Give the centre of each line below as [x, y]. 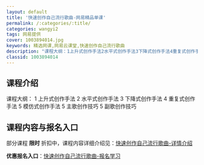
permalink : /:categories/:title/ [49, 23]
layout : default [27, 12]
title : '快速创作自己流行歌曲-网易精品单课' [56, 18]
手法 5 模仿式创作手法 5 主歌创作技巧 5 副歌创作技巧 [71, 106]
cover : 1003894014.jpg [35, 40]
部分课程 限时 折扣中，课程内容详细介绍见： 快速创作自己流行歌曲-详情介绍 [100, 143]
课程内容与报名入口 [42, 127]
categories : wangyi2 [32, 29]
